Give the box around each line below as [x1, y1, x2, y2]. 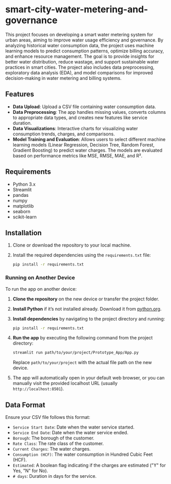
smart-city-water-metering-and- [5, 4, 148, 15]
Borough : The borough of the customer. [12, 435, 94, 441]
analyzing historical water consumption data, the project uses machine [5, 42, 154, 48]
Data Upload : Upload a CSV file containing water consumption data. [12, 104, 157, 110]
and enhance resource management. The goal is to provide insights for [5, 53, 155, 59]
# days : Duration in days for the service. [12, 473, 97, 479]
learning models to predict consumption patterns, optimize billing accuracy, [5, 48, 164, 54]
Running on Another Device [5, 274, 76, 281]
